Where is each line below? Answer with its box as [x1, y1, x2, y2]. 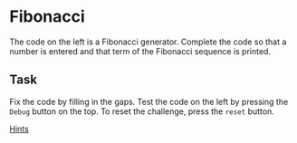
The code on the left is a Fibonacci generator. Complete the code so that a [9, 36, 287, 47]
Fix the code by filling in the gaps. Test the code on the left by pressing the [9, 96, 289, 107]
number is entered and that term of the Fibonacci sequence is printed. [9, 45, 272, 56]
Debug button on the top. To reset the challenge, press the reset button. [9, 106, 274, 117]
